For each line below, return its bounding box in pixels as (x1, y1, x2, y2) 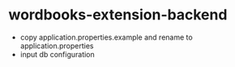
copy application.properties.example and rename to (19, 32, 193, 42)
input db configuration (19, 49, 95, 59)
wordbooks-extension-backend (8, 6, 228, 24)
